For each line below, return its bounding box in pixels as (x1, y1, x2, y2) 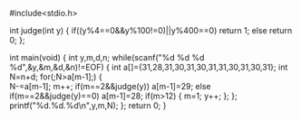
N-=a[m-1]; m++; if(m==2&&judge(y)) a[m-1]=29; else (9, 81, 211, 91)
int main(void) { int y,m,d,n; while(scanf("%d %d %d (9, 52, 205, 62)
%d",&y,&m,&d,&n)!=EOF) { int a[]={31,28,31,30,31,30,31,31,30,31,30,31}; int (9, 62, 288, 72)
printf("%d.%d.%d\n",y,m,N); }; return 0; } (9, 100, 167, 111)
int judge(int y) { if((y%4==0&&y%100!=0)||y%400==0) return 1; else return (9, 25, 293, 35)
